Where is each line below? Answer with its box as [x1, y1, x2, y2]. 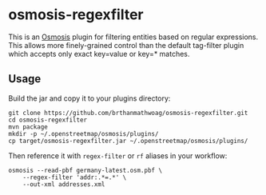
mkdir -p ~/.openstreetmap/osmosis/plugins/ [8, 129, 159, 137]
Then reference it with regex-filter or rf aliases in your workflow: [8, 150, 228, 161]
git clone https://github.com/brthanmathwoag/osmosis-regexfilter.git [8, 109, 248, 117]
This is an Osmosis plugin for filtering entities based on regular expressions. [8, 32, 259, 42]
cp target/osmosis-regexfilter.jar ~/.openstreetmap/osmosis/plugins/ [8, 137, 248, 145]
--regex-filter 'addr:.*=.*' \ [22, 173, 127, 181]
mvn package [8, 122, 48, 131]
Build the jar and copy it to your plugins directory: [8, 94, 171, 103]
